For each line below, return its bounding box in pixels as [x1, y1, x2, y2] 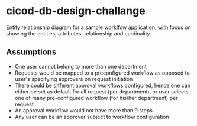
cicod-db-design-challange [6, 4, 146, 18]
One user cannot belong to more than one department [14, 63, 147, 70]
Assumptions [6, 47, 57, 57]
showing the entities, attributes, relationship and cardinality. [6, 30, 152, 37]
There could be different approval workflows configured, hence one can [14, 82, 191, 89]
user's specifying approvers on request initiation [14, 75, 133, 82]
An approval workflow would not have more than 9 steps [14, 106, 153, 114]
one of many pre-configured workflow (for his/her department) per [14, 94, 178, 101]
